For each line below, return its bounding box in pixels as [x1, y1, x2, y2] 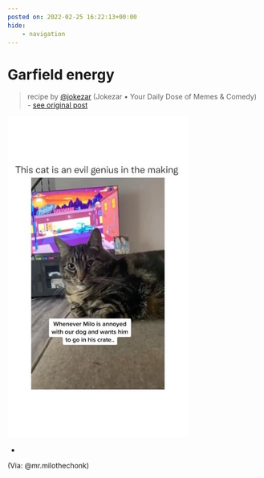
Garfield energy [7, 65, 115, 83]
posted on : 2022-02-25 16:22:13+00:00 [7, 13, 137, 21]
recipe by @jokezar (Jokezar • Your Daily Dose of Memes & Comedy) [26, 92, 258, 102]
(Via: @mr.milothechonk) [7, 461, 90, 471]
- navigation [22, 30, 66, 38]
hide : [7, 21, 26, 30]
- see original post [26, 100, 88, 110]
